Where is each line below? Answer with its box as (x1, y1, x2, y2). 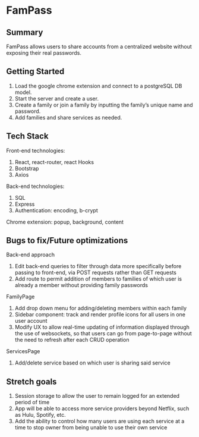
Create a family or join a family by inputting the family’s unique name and (14, 101, 193, 108)
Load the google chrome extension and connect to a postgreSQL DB (14, 82, 182, 89)
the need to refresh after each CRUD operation (14, 337, 129, 344)
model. (14, 89, 32, 96)
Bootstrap (14, 165, 39, 172)
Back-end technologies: (6, 183, 65, 190)
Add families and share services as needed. (14, 114, 122, 121)
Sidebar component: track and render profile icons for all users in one (14, 311, 186, 318)
